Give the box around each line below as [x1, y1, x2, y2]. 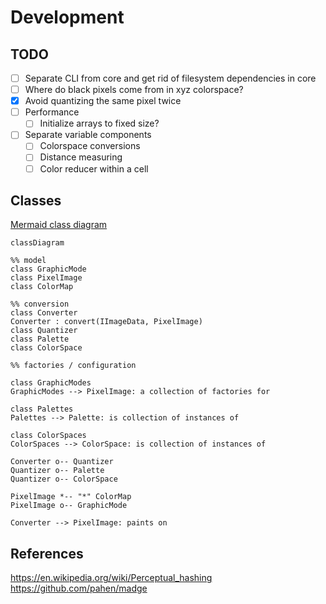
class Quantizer [10, 326, 78, 336]
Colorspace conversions [39, 140, 141, 152]
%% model [10, 256, 47, 266]
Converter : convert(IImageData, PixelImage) [10, 317, 203, 327]
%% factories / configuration [10, 361, 137, 371]
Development [10, 6, 125, 29]
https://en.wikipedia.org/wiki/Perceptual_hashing [10, 572, 213, 584]
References [10, 545, 84, 562]
